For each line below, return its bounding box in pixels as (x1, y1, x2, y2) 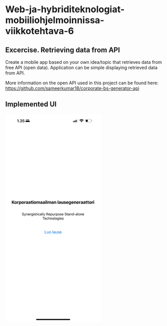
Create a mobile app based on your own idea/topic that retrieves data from (5, 59, 162, 65)
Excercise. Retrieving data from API (5, 45, 120, 54)
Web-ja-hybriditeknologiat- (5, 4, 125, 15)
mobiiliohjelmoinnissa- (5, 14, 104, 26)
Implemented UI (5, 100, 57, 109)
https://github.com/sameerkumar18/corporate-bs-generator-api (5, 85, 140, 91)
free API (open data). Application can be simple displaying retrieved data (5, 65, 158, 70)
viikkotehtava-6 (5, 26, 74, 37)
